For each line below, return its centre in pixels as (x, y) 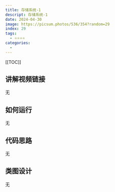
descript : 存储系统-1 (27, 15)
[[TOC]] (13, 62)
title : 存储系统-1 (23, 10)
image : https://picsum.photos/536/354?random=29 (58, 24)
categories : (18, 43)
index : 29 (16, 29)
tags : (11, 33)
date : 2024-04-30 (24, 19)
